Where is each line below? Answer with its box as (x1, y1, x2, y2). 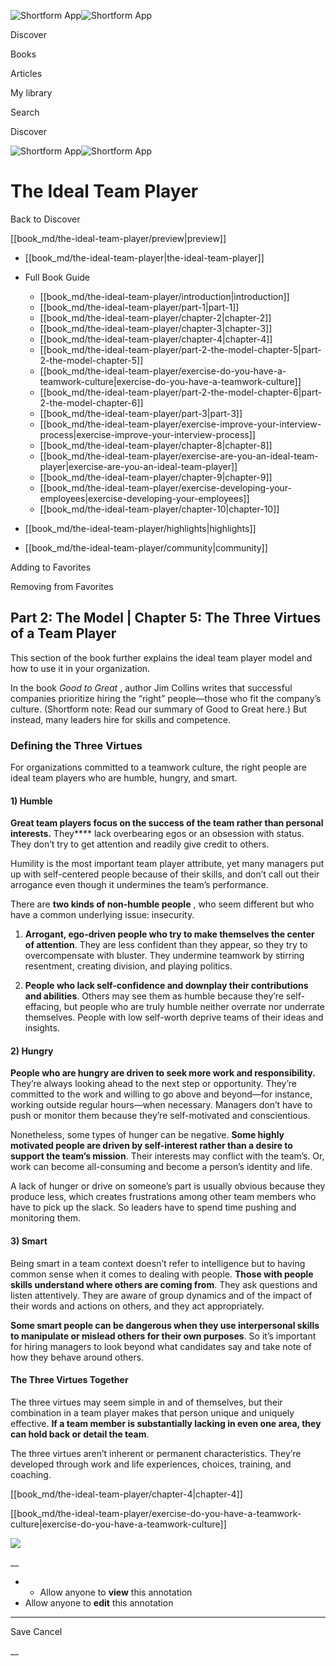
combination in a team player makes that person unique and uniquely (10, 1406, 295, 1419)
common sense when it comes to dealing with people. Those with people (10, 1268, 314, 1280)
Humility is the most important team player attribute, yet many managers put (10, 858, 325, 870)
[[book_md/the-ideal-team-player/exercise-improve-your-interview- (39, 418, 322, 430)
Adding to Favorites (10, 561, 92, 573)
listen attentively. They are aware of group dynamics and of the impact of (10, 1289, 313, 1301)
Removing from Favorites (10, 580, 114, 592)
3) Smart (10, 1235, 48, 1247)
